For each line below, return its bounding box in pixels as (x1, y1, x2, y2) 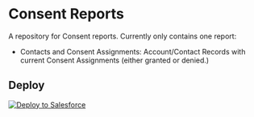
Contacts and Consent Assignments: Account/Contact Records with (19, 46, 246, 56)
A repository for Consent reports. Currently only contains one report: (8, 31, 237, 41)
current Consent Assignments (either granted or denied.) (19, 55, 210, 65)
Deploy (8, 79, 45, 92)
